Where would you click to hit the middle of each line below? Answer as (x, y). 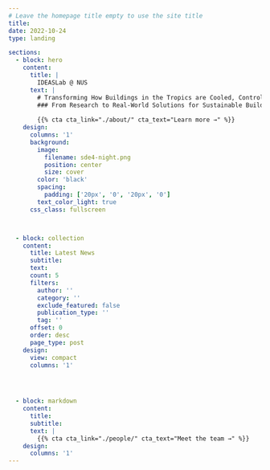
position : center (73, 165)
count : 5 (44, 276)
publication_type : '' (74, 313)
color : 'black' (63, 180)
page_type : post (57, 342)
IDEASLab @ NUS (63, 82)
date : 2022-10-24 (37, 31)
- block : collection (50, 238)
